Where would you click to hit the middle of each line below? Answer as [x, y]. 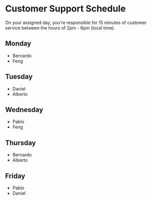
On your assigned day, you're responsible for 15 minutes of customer [76, 22]
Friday [15, 176]
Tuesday [19, 77]
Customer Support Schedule [66, 9]
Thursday [21, 143]
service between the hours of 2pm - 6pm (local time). [60, 27]
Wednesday [24, 110]
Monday [18, 44]
